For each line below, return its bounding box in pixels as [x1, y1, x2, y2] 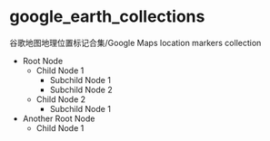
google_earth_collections [9, 6, 205, 27]
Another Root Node [22, 113, 95, 124]
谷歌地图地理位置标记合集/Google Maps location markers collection [9, 37, 262, 48]
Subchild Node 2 [49, 84, 113, 95]
